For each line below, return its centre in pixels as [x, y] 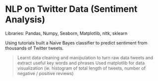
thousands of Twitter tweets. [34, 48]
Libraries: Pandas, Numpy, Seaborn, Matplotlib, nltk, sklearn [66, 33]
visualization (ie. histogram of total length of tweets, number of [81, 68]
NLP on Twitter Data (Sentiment [71, 9]
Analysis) [25, 20]
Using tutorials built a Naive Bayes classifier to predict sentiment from [76, 42]
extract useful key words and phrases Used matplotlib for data [81, 63]
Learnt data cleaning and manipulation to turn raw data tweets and [85, 57]
